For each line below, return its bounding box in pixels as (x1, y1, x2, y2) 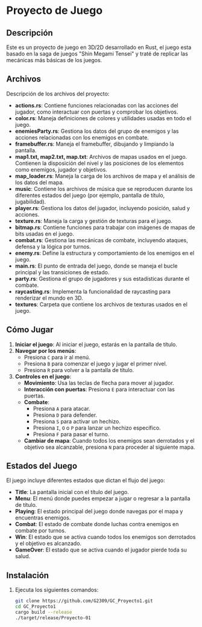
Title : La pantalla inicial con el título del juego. (14, 489, 130, 496)
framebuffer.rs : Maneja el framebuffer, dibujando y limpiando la (14, 140, 174, 147)
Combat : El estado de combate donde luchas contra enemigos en (14, 521, 179, 528)
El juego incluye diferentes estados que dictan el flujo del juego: (6, 477, 165, 484)
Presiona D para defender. (33, 411, 98, 419)
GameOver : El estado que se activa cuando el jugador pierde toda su (14, 546, 187, 553)
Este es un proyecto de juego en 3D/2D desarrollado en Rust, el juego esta (6, 43, 192, 51)
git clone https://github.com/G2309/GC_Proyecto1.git (14, 598, 153, 604)
